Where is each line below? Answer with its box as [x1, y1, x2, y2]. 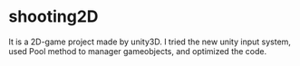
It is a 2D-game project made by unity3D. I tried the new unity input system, [8, 36, 292, 47]
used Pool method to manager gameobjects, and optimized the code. [8, 45, 267, 56]
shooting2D [8, 6, 99, 27]
